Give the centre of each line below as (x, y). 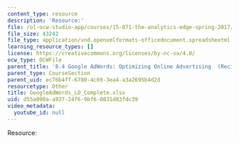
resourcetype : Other (38, 86)
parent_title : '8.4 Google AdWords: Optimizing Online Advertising (110, 67)
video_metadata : (31, 106)
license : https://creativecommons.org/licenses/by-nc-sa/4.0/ (101, 54)
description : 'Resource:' (46, 21)
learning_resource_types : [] (51, 47)
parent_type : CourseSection (49, 73)
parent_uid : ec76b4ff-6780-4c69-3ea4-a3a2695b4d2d (84, 80)
